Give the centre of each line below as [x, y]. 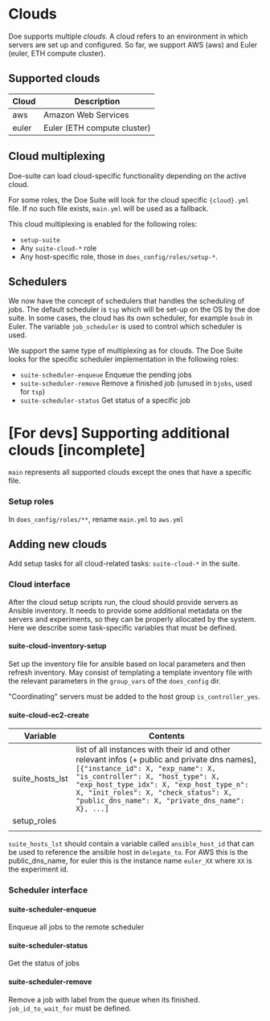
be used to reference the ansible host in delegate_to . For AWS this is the [128, 852]
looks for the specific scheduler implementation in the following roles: [124, 359]
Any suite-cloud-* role [58, 248]
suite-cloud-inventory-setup [57, 646]
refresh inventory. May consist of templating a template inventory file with [131, 672]
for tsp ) [33, 392]
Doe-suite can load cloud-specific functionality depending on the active [127, 176]
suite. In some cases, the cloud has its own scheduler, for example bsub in [131, 318]
